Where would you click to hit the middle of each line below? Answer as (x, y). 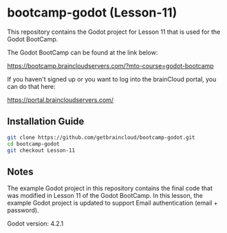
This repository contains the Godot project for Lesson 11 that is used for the (114, 32)
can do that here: (32, 86)
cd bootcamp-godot (33, 144)
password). (23, 210)
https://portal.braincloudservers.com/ (61, 100)
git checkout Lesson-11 (41, 150)
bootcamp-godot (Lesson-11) (92, 13)
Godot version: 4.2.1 (35, 224)
